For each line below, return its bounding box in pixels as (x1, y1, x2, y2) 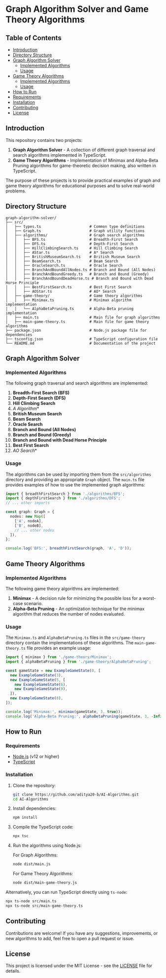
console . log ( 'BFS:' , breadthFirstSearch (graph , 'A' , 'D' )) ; (5, 546, 132, 551)
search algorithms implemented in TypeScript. (12, 152, 106, 158)
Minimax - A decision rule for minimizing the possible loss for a (12, 595, 142, 601)
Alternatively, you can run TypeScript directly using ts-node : (5, 889, 128, 895)
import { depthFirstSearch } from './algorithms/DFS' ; (5, 496, 121, 501)
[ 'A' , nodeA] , (14, 518, 43, 524)
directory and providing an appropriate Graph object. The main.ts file (5, 476, 145, 483)
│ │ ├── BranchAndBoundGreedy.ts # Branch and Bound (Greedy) (5, 271, 149, 276)
